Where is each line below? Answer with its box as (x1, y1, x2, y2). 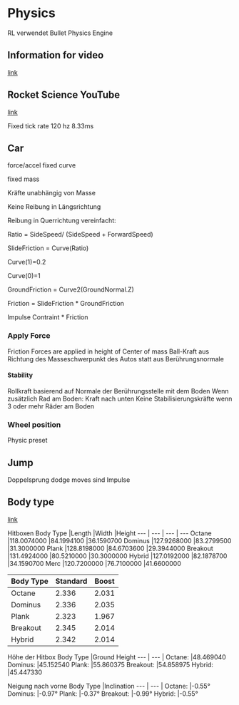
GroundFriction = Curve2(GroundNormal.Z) (7, 285, 134, 294)
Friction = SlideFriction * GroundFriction (7, 299, 125, 308)
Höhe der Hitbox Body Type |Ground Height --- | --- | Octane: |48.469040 (7, 652, 226, 661)
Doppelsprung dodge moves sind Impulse (7, 475, 131, 484)
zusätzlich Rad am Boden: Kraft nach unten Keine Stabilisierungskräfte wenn (7, 394, 233, 403)
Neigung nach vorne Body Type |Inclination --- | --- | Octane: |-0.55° (7, 681, 210, 690)
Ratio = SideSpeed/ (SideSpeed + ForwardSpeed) (7, 230, 153, 239)
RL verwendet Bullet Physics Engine (7, 29, 113, 37)
